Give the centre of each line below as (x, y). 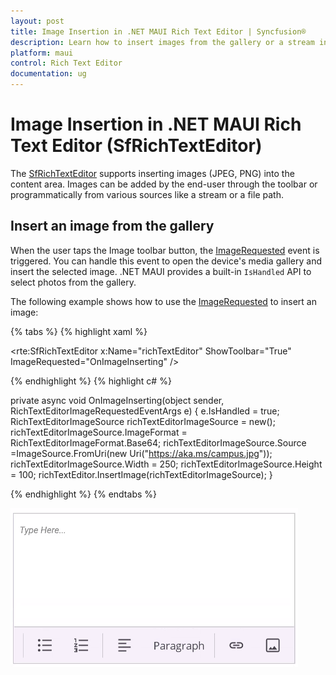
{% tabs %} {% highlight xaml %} (79, 331)
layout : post (37, 21)
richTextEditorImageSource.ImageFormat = (99, 432)
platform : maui (42, 53)
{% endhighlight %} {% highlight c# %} (91, 381)
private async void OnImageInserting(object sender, (117, 400)
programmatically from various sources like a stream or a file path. (147, 194)
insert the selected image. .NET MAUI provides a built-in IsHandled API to (161, 271)
